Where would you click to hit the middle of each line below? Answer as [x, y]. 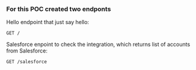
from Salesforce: [27, 51]
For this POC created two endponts [59, 9]
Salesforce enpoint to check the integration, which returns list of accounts [98, 45]
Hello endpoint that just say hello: [48, 22]
